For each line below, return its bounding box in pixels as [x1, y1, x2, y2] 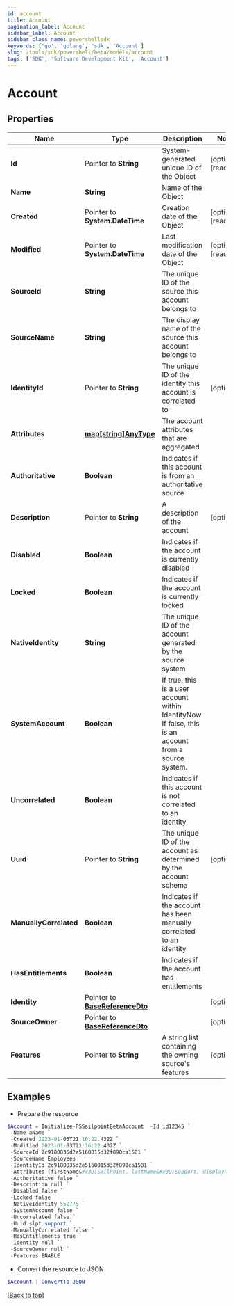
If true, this [162, 675, 197, 685]
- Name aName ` [10, 1129, 51, 1136]
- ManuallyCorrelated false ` [10, 1226, 95, 1234]
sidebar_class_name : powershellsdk [7, 36, 110, 43]
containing [162, 1041, 196, 1051]
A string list [162, 1033, 199, 1042]
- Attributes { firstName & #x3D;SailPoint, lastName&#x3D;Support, [10, 1168, 200, 1175]
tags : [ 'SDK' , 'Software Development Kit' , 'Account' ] [7, 56, 169, 63]
